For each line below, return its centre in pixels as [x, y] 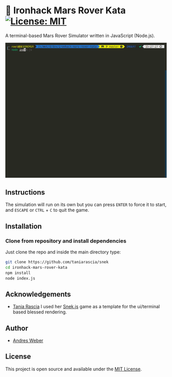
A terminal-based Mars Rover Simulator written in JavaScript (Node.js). [80, 35]
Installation [24, 226]
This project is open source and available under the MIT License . [74, 369]
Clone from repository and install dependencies [66, 241]
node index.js [20, 278]
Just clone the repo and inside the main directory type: [63, 252]
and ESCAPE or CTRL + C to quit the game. [47, 210]
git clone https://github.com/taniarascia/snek [57, 262]
